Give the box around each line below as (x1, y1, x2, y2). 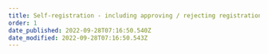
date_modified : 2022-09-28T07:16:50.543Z (8, 33, 148, 42)
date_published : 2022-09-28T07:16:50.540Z (8, 26, 152, 34)
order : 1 (8, 19, 37, 27)
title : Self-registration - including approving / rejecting (8, 11, 216, 20)
